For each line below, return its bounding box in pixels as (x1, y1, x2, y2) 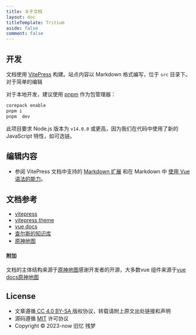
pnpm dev (6, 113, 31, 119)
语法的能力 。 (14, 175, 46, 183)
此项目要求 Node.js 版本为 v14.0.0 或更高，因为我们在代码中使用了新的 (6, 125, 179, 132)
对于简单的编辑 (6, 78, 43, 85)
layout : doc (6, 14, 35, 20)
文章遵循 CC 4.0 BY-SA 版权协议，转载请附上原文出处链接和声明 (14, 308, 171, 315)
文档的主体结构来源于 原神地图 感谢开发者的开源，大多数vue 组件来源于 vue (6, 266, 186, 274)
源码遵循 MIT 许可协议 (14, 315, 69, 322)
